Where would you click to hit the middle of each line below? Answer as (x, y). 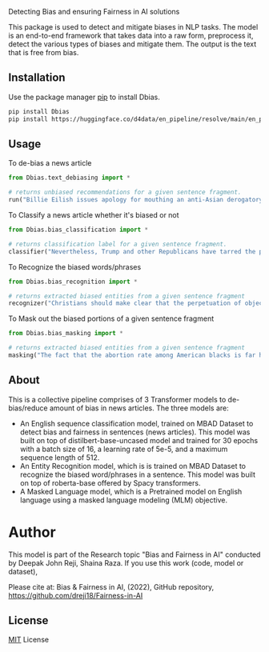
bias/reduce (28, 408)
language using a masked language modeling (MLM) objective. (124, 500)
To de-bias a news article (50, 163)
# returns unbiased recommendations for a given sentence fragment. (125, 192)
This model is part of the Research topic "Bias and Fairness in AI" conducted (134, 554)
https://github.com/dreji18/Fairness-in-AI (76, 595)
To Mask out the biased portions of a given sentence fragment (111, 318)
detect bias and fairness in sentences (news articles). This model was (135, 432)
